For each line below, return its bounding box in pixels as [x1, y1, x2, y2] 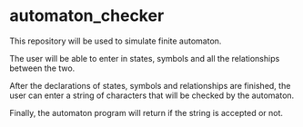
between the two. [9, 63, 76, 73]
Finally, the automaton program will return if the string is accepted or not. [9, 107, 284, 118]
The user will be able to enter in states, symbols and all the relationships [9, 53, 280, 63]
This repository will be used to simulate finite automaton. [9, 35, 222, 46]
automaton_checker [9, 5, 165, 26]
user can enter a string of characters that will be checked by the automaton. [9, 90, 295, 101]
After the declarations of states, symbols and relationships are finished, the [9, 80, 291, 91]
